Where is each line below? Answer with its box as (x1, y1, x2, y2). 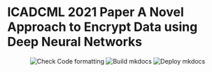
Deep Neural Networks (7, 34, 142, 50)
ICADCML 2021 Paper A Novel (7, 4, 184, 20)
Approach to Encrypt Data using (7, 19, 198, 35)
